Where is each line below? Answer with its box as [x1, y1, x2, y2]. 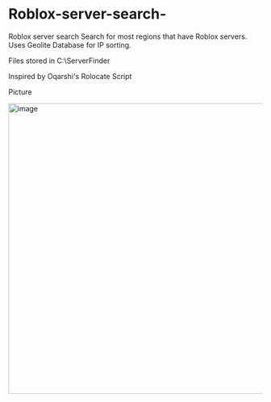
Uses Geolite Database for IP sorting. [8, 40, 131, 49]
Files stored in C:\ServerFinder [8, 56, 110, 65]
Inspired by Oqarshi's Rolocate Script [8, 71, 132, 81]
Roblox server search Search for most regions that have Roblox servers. [8, 31, 248, 41]
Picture [8, 86, 32, 97]
